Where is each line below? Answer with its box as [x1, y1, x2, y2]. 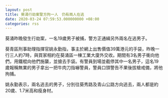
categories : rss [5, 21, 39, 26]
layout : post [5, 7, 32, 12]
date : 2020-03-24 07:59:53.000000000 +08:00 [5, 16, 99, 21]
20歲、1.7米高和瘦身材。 [5, 88, 56, 94]
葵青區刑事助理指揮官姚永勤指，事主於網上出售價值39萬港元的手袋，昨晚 [5, 46, 155, 52]
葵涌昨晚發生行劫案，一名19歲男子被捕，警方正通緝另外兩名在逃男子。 [5, 35, 150, 41]
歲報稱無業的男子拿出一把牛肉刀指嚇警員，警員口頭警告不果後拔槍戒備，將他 [5, 65, 163, 71]
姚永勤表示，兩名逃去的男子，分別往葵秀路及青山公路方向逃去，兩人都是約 [5, 82, 158, 88]
